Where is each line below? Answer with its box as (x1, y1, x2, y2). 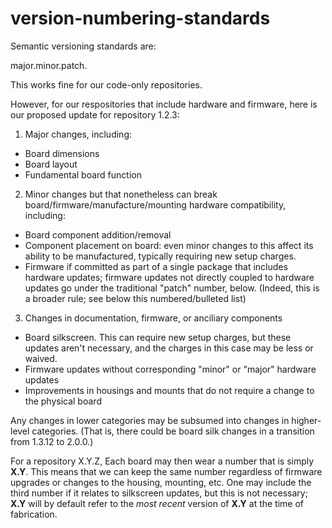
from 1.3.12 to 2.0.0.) (10, 435, 94, 447)
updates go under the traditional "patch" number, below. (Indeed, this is (24, 282, 320, 294)
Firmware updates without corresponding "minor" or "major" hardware (24, 363, 317, 375)
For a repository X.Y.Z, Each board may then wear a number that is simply (10, 455, 315, 467)
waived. (24, 352, 58, 364)
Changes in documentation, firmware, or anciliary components (24, 312, 283, 324)
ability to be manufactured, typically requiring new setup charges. (24, 250, 297, 262)
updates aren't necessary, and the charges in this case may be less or (24, 342, 314, 354)
